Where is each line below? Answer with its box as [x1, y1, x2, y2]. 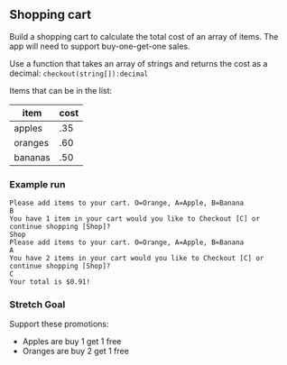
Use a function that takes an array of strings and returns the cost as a [9, 58, 268, 68]
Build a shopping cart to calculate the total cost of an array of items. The [9, 31, 279, 41]
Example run [9, 178, 66, 190]
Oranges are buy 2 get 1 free [22, 346, 129, 357]
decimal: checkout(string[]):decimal [9, 68, 149, 78]
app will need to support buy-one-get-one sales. [9, 41, 190, 51]
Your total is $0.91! [9, 278, 91, 287]
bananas [14, 151, 51, 163]
